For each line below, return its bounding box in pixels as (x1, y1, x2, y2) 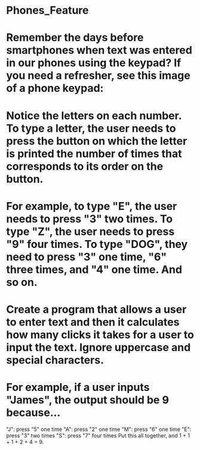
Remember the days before (6, 31, 144, 45)
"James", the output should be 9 (6, 393, 169, 407)
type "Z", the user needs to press (6, 225, 175, 238)
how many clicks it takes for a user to (6, 328, 194, 342)
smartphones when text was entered (6, 44, 193, 57)
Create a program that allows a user (6, 302, 187, 316)
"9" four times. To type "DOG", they (6, 237, 188, 251)
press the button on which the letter (6, 134, 187, 148)
